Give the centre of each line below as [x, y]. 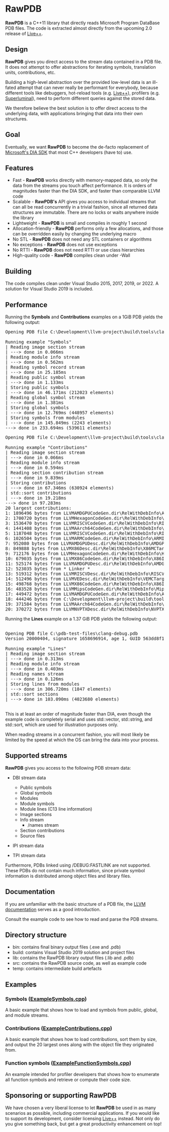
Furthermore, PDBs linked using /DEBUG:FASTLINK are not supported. [78, 865]
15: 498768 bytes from [33, 584]
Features [19, 168]
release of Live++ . [24, 33]
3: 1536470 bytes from [33, 523]
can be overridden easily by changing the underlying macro [74, 234]
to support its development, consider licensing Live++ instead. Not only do [82, 1118]
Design [17, 49]
